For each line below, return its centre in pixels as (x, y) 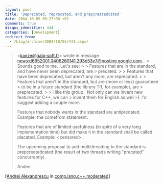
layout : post (18, 10)
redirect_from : (21, 37)
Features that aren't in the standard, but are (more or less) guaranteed (88, 81)
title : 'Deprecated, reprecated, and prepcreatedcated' (63, 14)
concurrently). (31, 157)
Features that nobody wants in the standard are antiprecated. (79, 112)
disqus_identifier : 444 (29, 28)
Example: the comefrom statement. (52, 117)
